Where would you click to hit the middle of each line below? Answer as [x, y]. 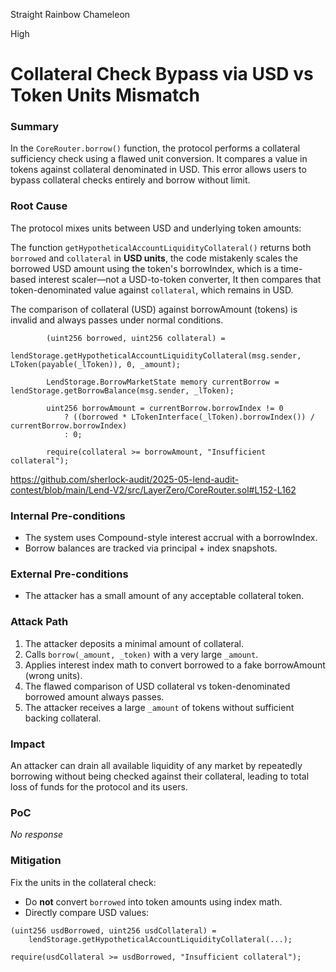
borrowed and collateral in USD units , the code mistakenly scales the [154, 258]
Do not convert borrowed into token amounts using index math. [153, 901]
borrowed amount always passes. [94, 696]
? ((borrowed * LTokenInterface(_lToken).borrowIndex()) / [189, 417]
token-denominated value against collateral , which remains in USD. [152, 290]
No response [37, 835]
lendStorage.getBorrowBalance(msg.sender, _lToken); [122, 390]
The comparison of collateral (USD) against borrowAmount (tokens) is [154, 309]
